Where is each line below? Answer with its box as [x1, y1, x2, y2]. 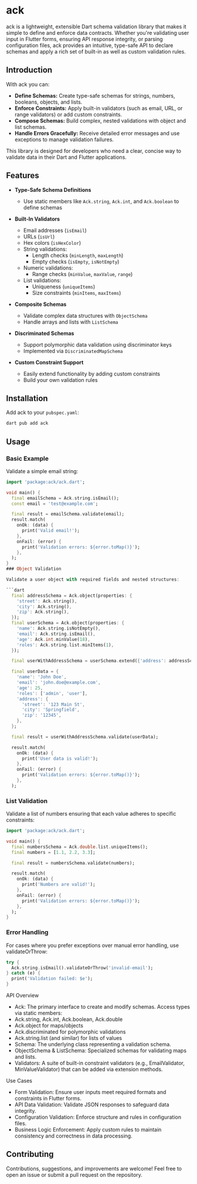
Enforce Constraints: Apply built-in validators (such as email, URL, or [14, 104, 183, 112]
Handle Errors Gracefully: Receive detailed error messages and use [14, 129, 180, 137]
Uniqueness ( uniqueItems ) [32, 283, 96, 290]
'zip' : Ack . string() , [16, 609, 69, 615]
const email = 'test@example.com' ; [11, 501, 98, 507]
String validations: [23, 245, 67, 252]
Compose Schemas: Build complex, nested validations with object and [14, 117, 186, 124]
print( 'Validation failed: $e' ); [11, 976, 93, 982]
